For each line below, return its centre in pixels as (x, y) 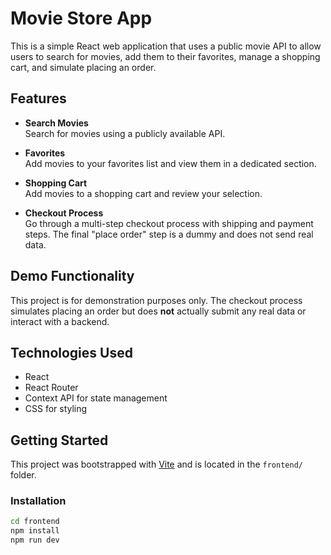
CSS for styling (56, 409)
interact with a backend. (60, 321)
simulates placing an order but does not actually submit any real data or (158, 311)
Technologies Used (71, 352)
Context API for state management (96, 398)
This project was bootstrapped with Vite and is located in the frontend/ (156, 464)
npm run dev (35, 540)
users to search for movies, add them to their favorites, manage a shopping (165, 56)
